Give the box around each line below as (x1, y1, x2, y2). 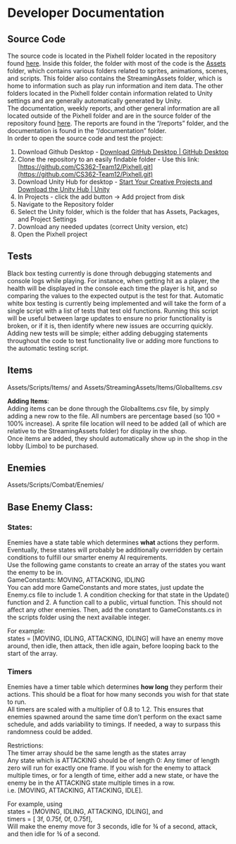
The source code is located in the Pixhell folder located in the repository (7, 51, 217, 60)
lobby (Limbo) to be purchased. (7, 442, 99, 450)
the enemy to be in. (7, 569, 63, 577)
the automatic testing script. (7, 344, 89, 352)
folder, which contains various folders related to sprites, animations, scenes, (7, 67, 229, 75)
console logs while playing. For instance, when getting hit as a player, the (7, 276, 220, 285)
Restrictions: (7, 741, 44, 750)
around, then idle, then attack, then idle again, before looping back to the (7, 642, 219, 650)
